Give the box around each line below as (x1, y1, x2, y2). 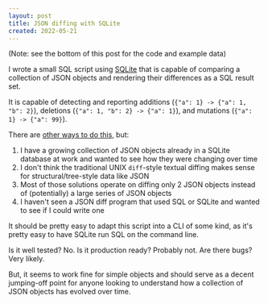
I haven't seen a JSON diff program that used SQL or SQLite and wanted (19, 197, 260, 206)
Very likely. (8, 254, 45, 264)
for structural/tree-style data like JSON (19, 171, 150, 181)
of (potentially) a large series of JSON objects (19, 189, 172, 198)
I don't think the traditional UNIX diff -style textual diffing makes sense (19, 163, 255, 173)
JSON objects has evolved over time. (8, 287, 131, 297)
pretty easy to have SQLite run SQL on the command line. (8, 230, 199, 239)
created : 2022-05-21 (8, 27, 78, 35)
